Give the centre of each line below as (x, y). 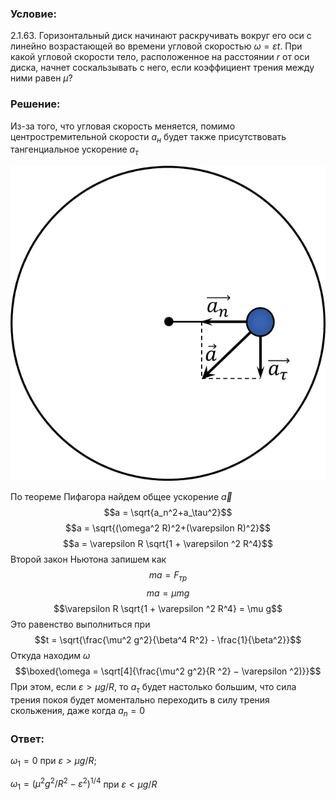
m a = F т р (168, 576)
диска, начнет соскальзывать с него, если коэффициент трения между (162, 68)
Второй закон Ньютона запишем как (88, 559)
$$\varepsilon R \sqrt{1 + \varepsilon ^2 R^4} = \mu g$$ (168, 608)
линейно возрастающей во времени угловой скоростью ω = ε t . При (156, 46)
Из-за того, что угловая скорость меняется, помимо (123, 126)
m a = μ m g (168, 593)
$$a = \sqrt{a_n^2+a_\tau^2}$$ (168, 513)
